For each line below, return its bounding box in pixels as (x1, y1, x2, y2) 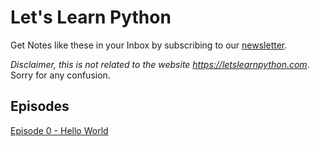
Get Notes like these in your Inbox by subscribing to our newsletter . (10, 39, 288, 51)
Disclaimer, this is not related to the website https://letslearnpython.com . (10, 58, 310, 70)
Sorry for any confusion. (10, 69, 111, 81)
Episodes (10, 98, 70, 115)
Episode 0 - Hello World (10, 124, 109, 136)
